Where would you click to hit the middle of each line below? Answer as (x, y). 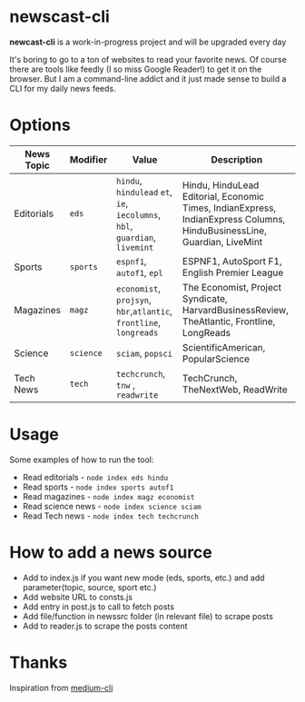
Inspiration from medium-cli (61, 687)
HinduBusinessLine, (225, 231)
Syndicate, (205, 299)
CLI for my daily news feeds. (63, 88)
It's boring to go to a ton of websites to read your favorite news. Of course (148, 59)
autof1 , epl (140, 272)
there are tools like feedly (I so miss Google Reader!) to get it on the (136, 69)
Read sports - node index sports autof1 (98, 487)
